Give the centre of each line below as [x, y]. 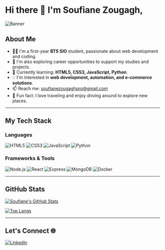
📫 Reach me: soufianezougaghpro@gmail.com [60, 88]
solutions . [23, 83]
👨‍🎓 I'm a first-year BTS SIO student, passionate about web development [85, 51]
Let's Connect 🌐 [30, 231]
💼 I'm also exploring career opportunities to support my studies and [80, 62]
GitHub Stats [25, 189]
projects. [21, 67]
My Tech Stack [28, 121]
